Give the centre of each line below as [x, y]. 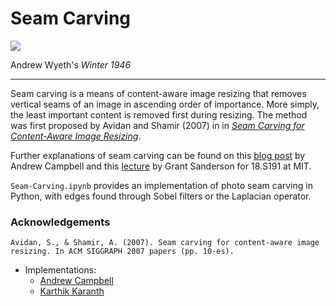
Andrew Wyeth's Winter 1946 [71, 64]
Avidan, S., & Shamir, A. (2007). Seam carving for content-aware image [165, 243]
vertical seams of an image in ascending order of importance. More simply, [165, 104]
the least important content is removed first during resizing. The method [159, 114]
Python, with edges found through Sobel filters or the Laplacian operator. [161, 196]
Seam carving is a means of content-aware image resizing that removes [158, 93]
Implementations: [60, 270]
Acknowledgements [60, 222]
